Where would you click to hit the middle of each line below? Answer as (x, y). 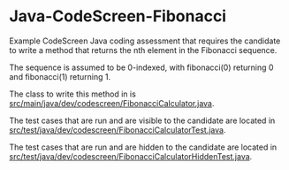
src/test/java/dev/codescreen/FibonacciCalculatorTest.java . (118, 129)
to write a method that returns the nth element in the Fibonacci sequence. (143, 50)
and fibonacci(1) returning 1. (60, 76)
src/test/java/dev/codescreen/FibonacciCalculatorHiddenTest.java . (131, 156)
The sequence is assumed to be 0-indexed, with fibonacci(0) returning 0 (141, 67)
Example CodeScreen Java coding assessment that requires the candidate (145, 41)
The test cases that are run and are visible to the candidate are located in (142, 120)
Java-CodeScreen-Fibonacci (118, 16)
